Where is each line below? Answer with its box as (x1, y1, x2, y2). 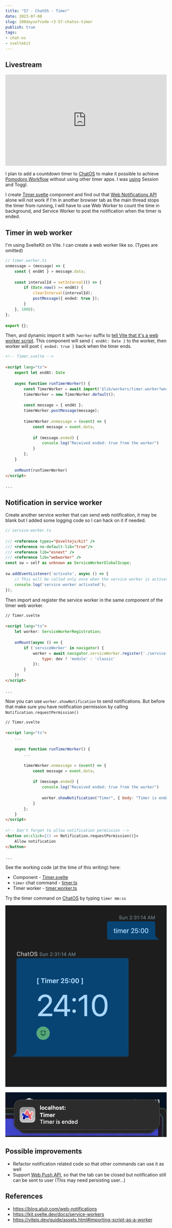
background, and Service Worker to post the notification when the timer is (5, 208, 162, 214)
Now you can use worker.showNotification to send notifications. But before (5, 698, 165, 704)
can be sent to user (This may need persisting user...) (12, 1177, 126, 1183)
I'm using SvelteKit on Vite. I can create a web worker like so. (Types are (5, 242, 158, 248)
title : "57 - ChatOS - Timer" (5, 8, 70, 13)
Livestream (5, 61, 42, 69)
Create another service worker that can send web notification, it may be (5, 512, 157, 518)
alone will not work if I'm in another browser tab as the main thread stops (5, 197, 160, 203)
